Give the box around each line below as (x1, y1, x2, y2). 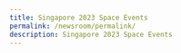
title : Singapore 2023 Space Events (9, 13, 148, 22)
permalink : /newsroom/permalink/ (9, 22, 136, 31)
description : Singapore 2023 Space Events (9, 30, 173, 39)
